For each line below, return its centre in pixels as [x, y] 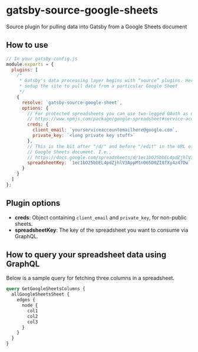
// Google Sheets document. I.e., [70, 152]
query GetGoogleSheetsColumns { [46, 289]
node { [30, 305]
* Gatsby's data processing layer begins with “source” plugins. [101, 81]
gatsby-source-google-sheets [82, 10]
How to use [27, 45]
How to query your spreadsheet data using [86, 254]
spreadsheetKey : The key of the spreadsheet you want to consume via [101, 230]
